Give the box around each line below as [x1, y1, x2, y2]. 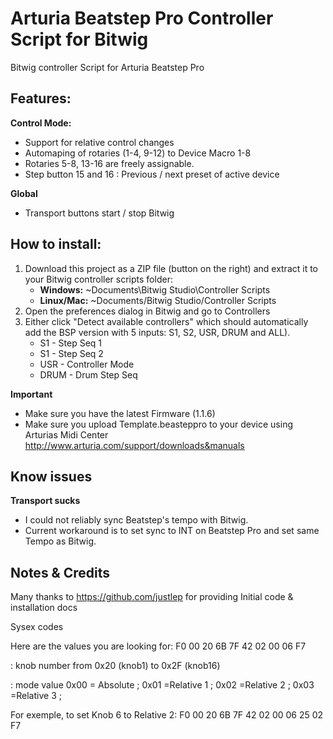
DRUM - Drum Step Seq [39, 368, 138, 381]
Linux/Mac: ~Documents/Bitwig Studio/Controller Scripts [39, 294, 277, 306]
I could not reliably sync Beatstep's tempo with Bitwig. [24, 514, 249, 526]
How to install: [10, 236, 102, 253]
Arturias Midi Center [24, 428, 109, 441]
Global [10, 187, 38, 199]
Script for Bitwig [10, 28, 149, 51]
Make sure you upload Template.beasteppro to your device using [24, 418, 293, 430]
